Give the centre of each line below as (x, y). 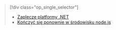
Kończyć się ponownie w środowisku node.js (64, 22)
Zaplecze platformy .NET (43, 17)
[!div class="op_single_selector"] (44, 7)
